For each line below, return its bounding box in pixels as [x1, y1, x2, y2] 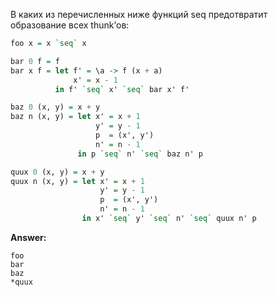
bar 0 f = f [10, 56, 60, 66]
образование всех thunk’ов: [10, 19, 130, 31]
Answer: [10, 231, 47, 243]
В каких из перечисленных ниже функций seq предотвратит [10, 9, 268, 20]
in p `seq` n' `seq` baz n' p [77, 149, 203, 159]
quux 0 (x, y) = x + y [10, 167, 105, 177]
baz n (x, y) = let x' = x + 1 [10, 112, 141, 122]
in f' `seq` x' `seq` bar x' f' [54, 84, 190, 94]
